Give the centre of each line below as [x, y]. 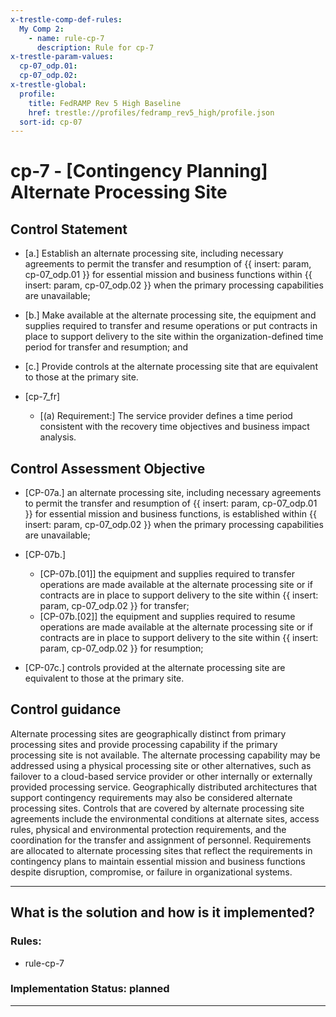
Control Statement [69, 229]
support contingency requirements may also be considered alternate [151, 797]
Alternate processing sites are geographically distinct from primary [148, 733]
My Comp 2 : [42, 29]
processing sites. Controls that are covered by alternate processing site [157, 808]
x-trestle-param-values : [62, 57]
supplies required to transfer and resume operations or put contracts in [171, 326]
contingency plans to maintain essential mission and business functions [158, 861]
